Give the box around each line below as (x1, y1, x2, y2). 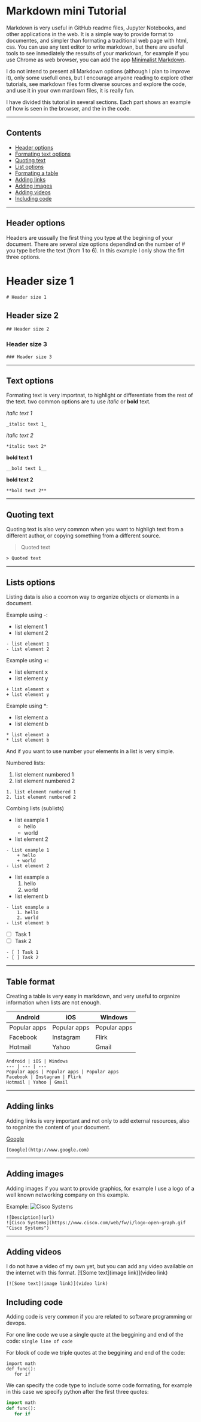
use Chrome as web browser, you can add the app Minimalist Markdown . (6, 56, 186, 63)
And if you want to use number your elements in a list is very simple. (6, 748, 175, 755)
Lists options (6, 577, 56, 587)
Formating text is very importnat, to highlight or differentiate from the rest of (6, 392, 193, 399)
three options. (6, 253, 41, 260)
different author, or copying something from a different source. (6, 532, 161, 539)
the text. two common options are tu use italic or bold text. (6, 398, 151, 405)
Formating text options (14, 150, 71, 157)
